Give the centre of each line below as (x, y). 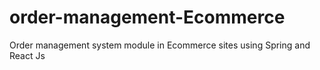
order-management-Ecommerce (147, 17)
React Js (27, 55)
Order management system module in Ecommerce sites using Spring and (160, 45)
